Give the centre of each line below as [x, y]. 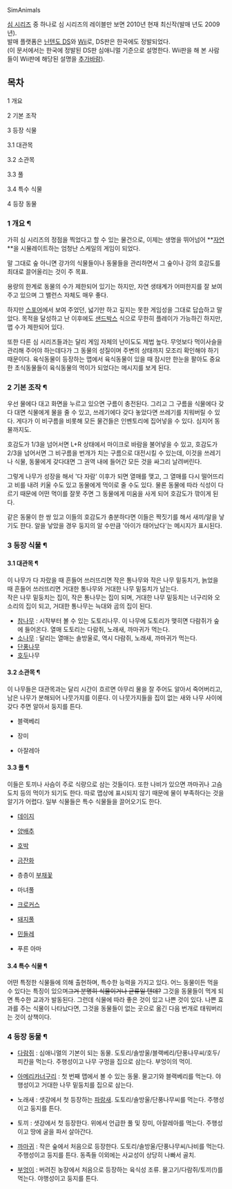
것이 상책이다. [33, 1017]
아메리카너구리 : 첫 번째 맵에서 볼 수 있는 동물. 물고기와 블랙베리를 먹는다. [115, 1076]
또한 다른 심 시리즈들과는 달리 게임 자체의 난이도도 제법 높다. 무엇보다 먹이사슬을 [115, 342]
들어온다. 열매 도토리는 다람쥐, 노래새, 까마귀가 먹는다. [97, 629]
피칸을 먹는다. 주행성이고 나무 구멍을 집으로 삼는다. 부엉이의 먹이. [105, 1062]
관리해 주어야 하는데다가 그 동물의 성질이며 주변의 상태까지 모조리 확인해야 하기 [113, 351]
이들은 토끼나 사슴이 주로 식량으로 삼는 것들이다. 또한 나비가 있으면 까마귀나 [108, 784]
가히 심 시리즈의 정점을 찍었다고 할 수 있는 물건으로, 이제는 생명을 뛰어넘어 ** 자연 [116, 240]
